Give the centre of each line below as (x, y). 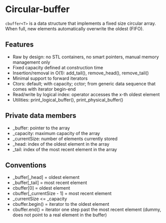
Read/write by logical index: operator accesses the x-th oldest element (86, 94)
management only (31, 62)
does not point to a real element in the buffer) (60, 215)
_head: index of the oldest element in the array (61, 144)
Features (19, 45)
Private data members (41, 116)
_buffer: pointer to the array (41, 128)
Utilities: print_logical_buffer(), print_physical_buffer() (68, 100)
